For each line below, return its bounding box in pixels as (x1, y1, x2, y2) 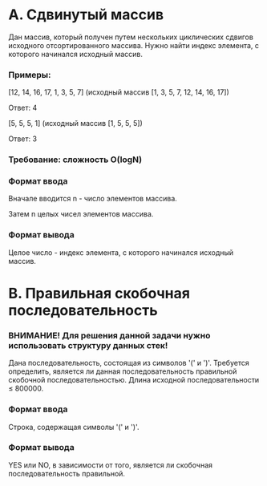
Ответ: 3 (8, 134, 38, 144)
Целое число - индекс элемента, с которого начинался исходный (8, 247, 234, 257)
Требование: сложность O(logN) (8, 154, 143, 165)
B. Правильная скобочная (8, 284, 191, 302)
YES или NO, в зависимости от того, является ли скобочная (8, 460, 213, 470)
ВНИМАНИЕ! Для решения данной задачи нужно (8, 330, 211, 341)
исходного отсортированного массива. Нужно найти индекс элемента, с (8, 40, 259, 50)
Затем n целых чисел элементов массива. (8, 209, 154, 219)
